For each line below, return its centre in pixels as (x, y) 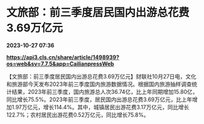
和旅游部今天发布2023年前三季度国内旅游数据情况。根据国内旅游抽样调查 (99, 84)
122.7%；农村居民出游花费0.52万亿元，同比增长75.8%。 (78, 115)
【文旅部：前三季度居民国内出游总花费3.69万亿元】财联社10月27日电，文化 (101, 76)
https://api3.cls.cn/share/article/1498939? (63, 57)
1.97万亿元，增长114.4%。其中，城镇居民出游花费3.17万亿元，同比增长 (100, 107)
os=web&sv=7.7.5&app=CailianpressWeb (60, 64)
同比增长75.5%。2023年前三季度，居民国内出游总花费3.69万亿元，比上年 (99, 99)
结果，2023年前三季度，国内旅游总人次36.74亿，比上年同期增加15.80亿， (105, 91)
